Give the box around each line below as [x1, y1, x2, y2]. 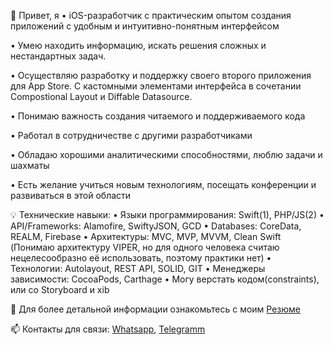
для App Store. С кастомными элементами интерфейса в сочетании [10, 80, 302, 92]
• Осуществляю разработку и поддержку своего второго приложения [10, 70, 312, 81]
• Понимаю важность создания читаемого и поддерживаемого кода [10, 110, 306, 122]
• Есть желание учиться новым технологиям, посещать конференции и [10, 179, 317, 190]
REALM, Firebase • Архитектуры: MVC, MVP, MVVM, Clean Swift [10, 231, 282, 242]
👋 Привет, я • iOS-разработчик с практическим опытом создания [10, 10, 292, 21]
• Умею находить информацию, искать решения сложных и [10, 40, 267, 51]
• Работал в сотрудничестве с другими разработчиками [10, 130, 253, 141]
